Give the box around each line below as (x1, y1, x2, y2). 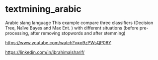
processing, (5, 30, 30, 36)
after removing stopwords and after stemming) (30, 30, 126, 36)
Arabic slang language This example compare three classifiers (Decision (5, 20, 154, 26)
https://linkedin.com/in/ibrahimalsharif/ (5, 49, 85, 55)
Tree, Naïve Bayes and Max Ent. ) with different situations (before (5, 25, 139, 30)
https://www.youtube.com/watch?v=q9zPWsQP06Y (5, 39, 112, 45)
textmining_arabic (5, 3, 81, 15)
